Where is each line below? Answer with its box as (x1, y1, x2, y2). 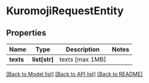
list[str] (32, 55, 54, 63)
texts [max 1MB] (59, 55, 106, 63)
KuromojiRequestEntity (6, 4, 124, 18)
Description (66, 46, 100, 53)
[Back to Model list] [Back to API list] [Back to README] (6, 71, 143, 78)
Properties (6, 28, 46, 38)
